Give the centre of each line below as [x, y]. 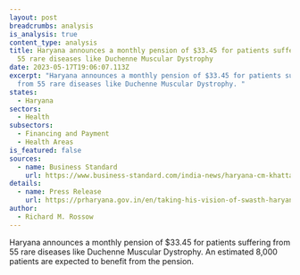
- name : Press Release [59, 192]
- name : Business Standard [67, 167]
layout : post [33, 17]
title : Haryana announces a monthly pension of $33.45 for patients [139, 51]
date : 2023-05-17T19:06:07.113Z [69, 68]
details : [25, 184]
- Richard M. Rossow [55, 217]
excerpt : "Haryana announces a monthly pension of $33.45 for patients [145, 76]
